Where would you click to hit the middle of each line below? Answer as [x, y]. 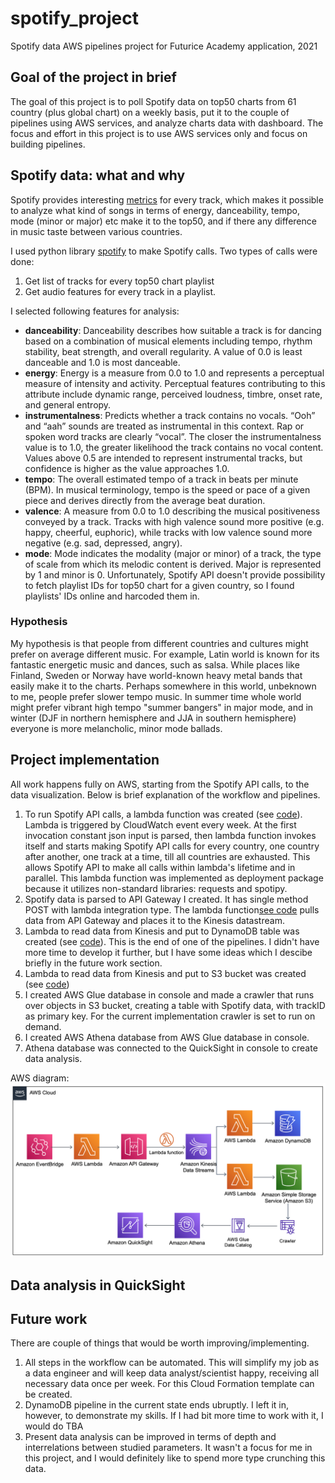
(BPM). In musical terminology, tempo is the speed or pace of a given [167, 489]
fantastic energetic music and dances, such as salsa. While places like [155, 664]
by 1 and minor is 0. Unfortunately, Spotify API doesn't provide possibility [175, 574]
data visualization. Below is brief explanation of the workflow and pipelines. [165, 794]
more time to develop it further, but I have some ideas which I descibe [168, 952]
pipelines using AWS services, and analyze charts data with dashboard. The [167, 123]
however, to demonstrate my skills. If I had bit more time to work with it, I [174, 1416]
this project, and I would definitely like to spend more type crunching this [175, 1458]
